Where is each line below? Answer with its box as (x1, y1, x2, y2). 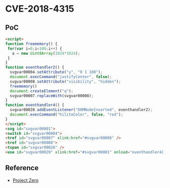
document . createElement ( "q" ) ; (10, 88, 73, 94)
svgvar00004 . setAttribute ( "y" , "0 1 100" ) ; (10, 69, 103, 75)
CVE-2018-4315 (5, 3, 74, 15)
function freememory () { (5, 41, 58, 46)
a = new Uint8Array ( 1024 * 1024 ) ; (12, 51, 80, 56)
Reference (5, 164, 39, 172)
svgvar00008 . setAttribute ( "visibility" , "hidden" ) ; (10, 79, 121, 84)
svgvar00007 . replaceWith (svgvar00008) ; (10, 93, 94, 98)
